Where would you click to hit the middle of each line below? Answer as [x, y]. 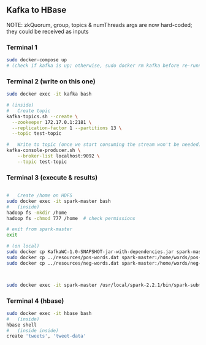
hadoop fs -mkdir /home [37, 213]
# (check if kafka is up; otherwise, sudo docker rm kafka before [93, 66]
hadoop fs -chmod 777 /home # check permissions [71, 218]
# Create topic [29, 111]
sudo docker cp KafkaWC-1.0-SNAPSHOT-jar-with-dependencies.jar [90, 252]
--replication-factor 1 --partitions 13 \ [67, 128]
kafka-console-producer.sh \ [44, 150]
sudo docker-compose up [37, 60]
